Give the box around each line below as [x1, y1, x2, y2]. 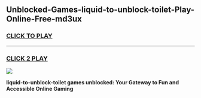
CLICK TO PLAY [6, 32, 53, 40]
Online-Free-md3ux [6, 14, 83, 24]
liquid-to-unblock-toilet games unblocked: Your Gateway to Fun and [6, 78, 179, 86]
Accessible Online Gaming [6, 85, 74, 92]
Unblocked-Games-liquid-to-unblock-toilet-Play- [6, 5, 195, 15]
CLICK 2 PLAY [6, 54, 48, 62]
